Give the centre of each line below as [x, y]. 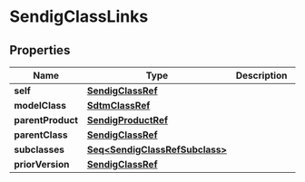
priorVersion [42, 164]
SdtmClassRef [118, 105]
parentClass [41, 135]
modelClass [40, 105]
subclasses [39, 149]
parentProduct [46, 120]
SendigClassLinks [79, 17]
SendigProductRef [128, 120]
